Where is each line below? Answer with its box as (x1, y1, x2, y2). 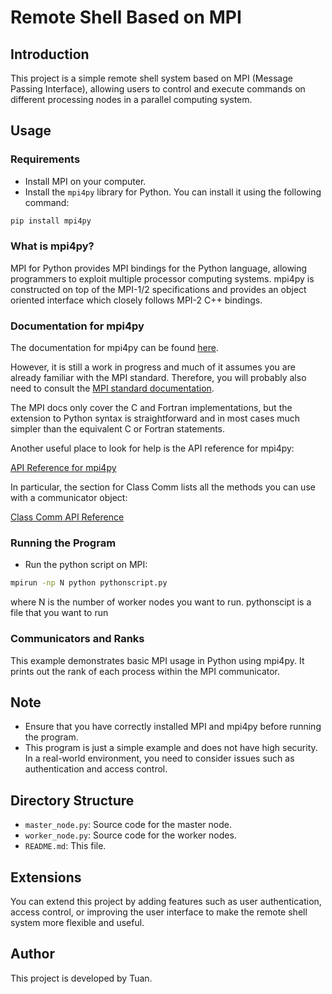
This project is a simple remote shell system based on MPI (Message (10, 72, 293, 84)
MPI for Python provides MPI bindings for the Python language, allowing (10, 262, 308, 274)
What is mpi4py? (10, 239, 95, 253)
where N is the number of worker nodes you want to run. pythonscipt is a (10, 596, 312, 608)
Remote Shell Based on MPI (10, 6, 242, 29)
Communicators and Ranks (10, 632, 145, 646)
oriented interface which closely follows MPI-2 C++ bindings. (10, 294, 263, 306)
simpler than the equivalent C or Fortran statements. (10, 423, 226, 435)
